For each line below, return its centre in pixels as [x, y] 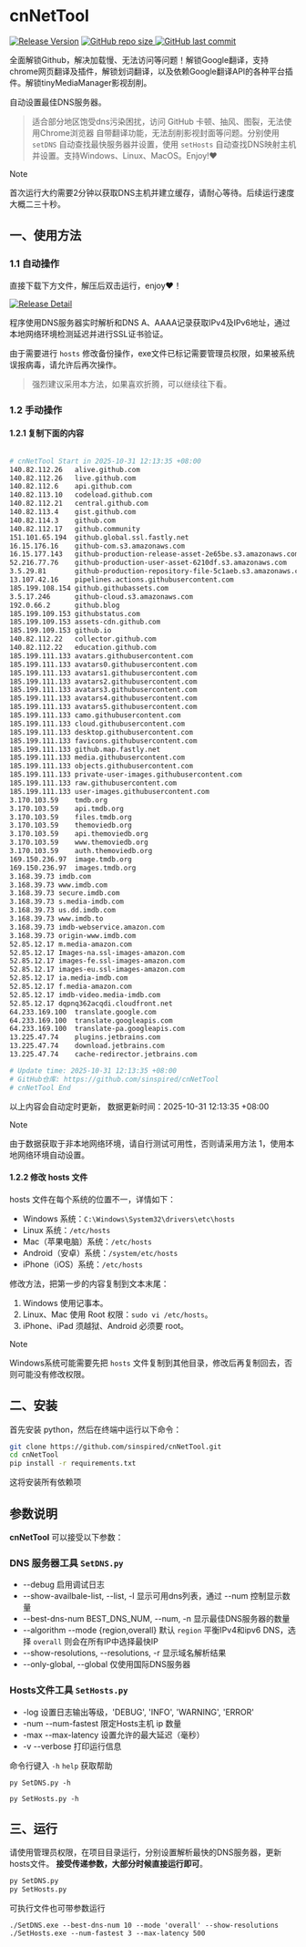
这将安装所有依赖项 [46, 1482]
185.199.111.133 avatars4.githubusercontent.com [103, 698]
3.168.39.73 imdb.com [51, 876]
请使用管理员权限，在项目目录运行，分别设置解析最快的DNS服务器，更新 [146, 1852]
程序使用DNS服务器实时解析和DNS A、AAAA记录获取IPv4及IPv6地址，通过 [150, 322]
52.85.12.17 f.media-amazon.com [71, 986]
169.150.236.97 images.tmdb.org [73, 868]
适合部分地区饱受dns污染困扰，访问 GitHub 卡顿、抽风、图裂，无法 [158, 121]
